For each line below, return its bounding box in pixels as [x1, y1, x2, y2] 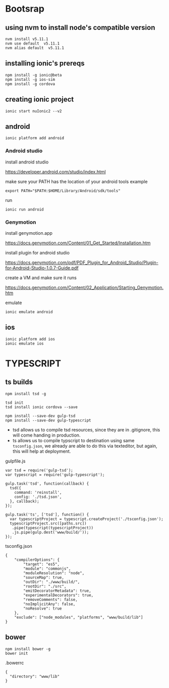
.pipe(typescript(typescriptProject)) [12, 525, 94, 530]
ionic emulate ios [5, 341, 44, 346]
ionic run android [5, 207, 44, 212]
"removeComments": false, [23, 597, 78, 602]
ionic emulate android [5, 310, 53, 315]
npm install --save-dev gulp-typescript [5, 418, 92, 423]
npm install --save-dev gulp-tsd [5, 413, 76, 418]
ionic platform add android [5, 136, 65, 141]
